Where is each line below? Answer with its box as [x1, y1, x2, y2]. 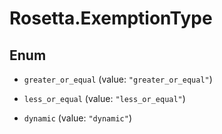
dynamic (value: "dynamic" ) [23, 112, 132, 124]
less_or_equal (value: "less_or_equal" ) [23, 93, 186, 104]
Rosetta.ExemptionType [9, 7, 213, 30]
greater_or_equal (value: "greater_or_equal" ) [23, 73, 213, 85]
